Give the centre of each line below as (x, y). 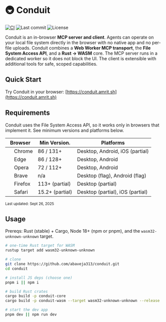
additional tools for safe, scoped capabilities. (51, 64)
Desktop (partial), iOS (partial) (112, 192)
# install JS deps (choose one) (39, 278)
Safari (21, 192)
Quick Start (23, 79)
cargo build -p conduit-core (35, 296)
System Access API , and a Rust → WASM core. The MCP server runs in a (81, 53)
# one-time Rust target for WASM (40, 246)
